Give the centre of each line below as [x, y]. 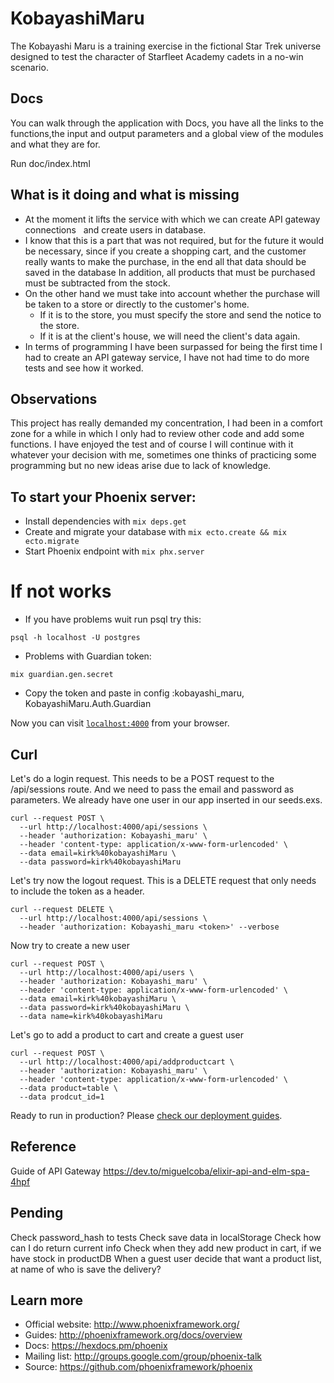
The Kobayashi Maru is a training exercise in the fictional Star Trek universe [166, 46]
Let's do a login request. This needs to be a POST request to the [142, 778]
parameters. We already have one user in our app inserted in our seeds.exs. [166, 799]
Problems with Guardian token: [88, 656]
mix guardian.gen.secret [62, 675]
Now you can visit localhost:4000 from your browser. [120, 723]
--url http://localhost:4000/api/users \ [107, 972]
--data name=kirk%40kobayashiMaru [91, 1016]
